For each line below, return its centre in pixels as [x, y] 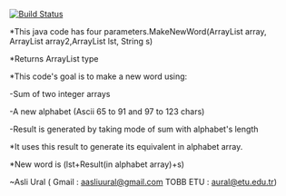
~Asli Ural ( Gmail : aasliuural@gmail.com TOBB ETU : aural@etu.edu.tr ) [143, 182]
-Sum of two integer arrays [60, 94]
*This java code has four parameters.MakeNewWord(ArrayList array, [138, 31]
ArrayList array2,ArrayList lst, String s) [81, 41]
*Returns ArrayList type [54, 59]
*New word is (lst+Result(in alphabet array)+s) [97, 164]
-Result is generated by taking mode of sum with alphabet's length [134, 129]
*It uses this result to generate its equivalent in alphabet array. [126, 147]
